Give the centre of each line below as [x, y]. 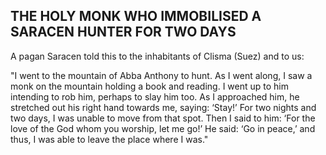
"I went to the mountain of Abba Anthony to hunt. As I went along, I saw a [161, 75]
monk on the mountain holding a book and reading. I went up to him [150, 86]
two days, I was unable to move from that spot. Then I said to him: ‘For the [163, 118]
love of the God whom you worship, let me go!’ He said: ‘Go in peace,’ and [163, 128]
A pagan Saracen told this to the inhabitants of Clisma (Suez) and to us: [157, 56]
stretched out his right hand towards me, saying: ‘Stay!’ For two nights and [163, 107]
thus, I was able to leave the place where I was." [109, 139]
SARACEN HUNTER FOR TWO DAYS [123, 32]
